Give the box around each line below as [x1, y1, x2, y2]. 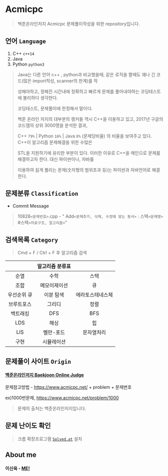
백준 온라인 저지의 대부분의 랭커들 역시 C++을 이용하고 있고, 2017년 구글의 [17, 116, 163, 122]
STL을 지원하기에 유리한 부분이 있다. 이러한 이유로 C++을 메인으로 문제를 [17, 149, 160, 156]
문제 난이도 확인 [5, 421, 51, 430]
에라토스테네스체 [76, 291, 113, 298]
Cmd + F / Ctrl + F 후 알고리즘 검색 [17, 250, 87, 256]
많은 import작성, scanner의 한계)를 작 [23, 78, 98, 84]
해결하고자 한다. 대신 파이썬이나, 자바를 [17, 156, 94, 162]
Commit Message [12, 203, 49, 209]
